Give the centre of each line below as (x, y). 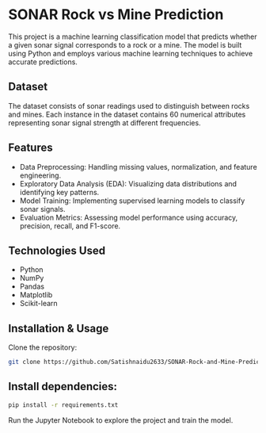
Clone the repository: (43, 347)
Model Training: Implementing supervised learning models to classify (132, 201)
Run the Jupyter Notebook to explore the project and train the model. (121, 420)
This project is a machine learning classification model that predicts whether (133, 36)
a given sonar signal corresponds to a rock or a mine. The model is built (125, 44)
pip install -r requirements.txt (63, 405)
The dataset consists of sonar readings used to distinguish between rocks (129, 105)
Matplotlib (36, 295)
